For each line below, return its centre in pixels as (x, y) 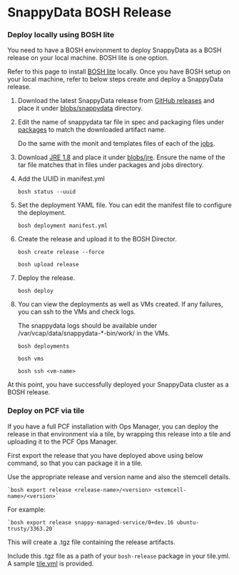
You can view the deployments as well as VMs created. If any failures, (120, 304)
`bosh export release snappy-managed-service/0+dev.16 (91, 522)
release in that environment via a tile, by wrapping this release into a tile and (119, 434)
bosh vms (31, 359)
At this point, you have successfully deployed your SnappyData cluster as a (118, 385)
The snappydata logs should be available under (87, 326)
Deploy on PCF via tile (46, 411)
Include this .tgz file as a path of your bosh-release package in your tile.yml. (119, 556)
